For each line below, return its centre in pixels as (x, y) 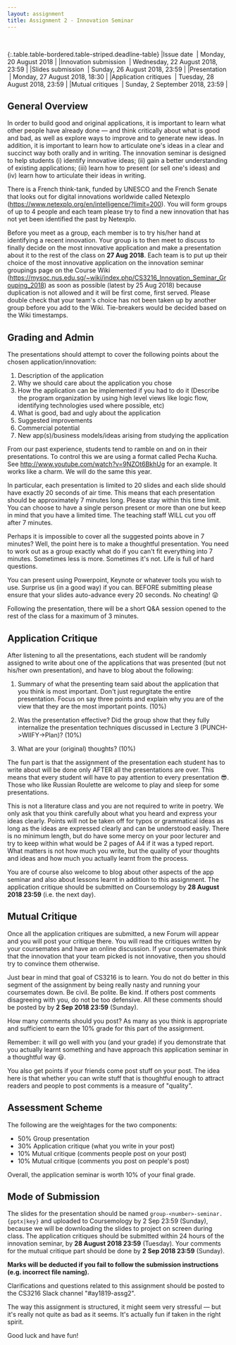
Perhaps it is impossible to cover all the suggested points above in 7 (106, 536)
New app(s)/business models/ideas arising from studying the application (123, 436)
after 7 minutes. (30, 523)
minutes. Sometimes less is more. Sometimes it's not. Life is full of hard (111, 559)
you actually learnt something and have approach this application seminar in (118, 1049)
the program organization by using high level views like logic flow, (113, 398)
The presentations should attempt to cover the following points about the (113, 355)
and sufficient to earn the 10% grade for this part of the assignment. (106, 1028)
